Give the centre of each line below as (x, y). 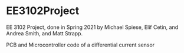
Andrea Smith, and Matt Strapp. (45, 33)
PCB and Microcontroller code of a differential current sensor (80, 45)
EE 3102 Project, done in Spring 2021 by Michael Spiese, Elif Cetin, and (92, 27)
